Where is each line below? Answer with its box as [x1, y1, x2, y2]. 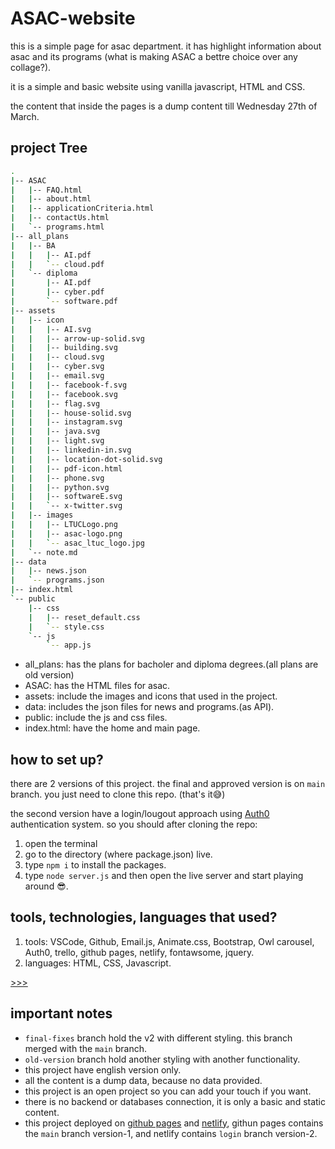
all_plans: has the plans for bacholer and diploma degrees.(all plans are [24, 658, 319, 671]
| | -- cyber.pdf [10, 287, 105, 297]
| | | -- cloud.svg [10, 352, 105, 362]
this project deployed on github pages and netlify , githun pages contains [24, 1117, 324, 1129]
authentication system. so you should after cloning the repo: [10, 818, 258, 831]
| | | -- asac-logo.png [10, 528, 123, 539]
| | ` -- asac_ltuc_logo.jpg [10, 538, 145, 548]
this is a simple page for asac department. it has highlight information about [10, 40, 322, 52]
